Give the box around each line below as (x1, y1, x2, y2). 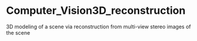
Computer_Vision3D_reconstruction (6, 4, 186, 17)
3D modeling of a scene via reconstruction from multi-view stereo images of (6, 23, 191, 30)
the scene (6, 29, 31, 36)
